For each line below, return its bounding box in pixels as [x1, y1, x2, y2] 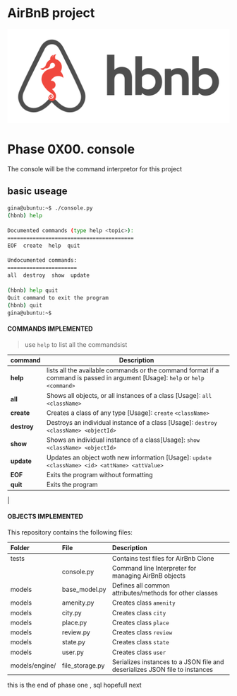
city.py [62, 608, 83, 617]
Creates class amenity [111, 598, 176, 607]
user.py [62, 648, 85, 656]
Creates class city [111, 608, 166, 617]
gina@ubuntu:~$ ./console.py [7, 205, 93, 212]
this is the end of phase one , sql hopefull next [7, 681, 142, 690]
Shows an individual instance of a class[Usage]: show [47, 435, 200, 444]
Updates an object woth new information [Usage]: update [47, 453, 212, 462]
